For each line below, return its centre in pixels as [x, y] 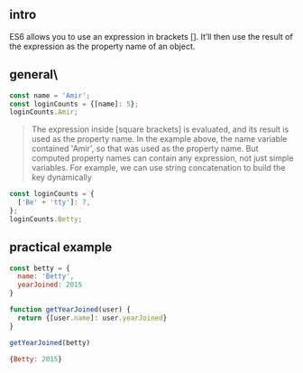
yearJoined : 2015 [50, 285]
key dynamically [61, 177]
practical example [61, 247]
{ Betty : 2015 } [36, 359]
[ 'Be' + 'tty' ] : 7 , [54, 202]
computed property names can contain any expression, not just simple [162, 158]
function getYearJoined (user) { [70, 310]
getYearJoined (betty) [50, 342]
